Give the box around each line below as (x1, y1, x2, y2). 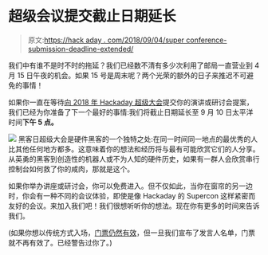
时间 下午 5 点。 (8, 117, 58, 127)
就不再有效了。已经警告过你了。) (8, 237, 113, 247)
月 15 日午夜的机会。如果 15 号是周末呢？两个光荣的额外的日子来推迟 (8, 70, 233, 80)
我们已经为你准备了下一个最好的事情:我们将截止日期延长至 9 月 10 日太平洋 (8, 107, 254, 116)
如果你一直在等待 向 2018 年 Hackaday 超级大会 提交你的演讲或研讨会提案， (8, 97, 254, 107)
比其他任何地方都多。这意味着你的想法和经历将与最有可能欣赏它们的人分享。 (8, 144, 260, 154)
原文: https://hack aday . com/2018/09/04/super (27, 35, 185, 45)
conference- (186, 35, 227, 45)
